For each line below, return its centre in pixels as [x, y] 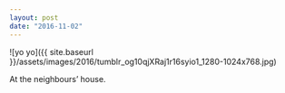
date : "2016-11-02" [46, 26]
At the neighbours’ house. [58, 79]
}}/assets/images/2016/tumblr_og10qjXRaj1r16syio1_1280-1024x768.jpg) [143, 61]
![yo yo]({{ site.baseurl [51, 51]
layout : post [34, 18]
